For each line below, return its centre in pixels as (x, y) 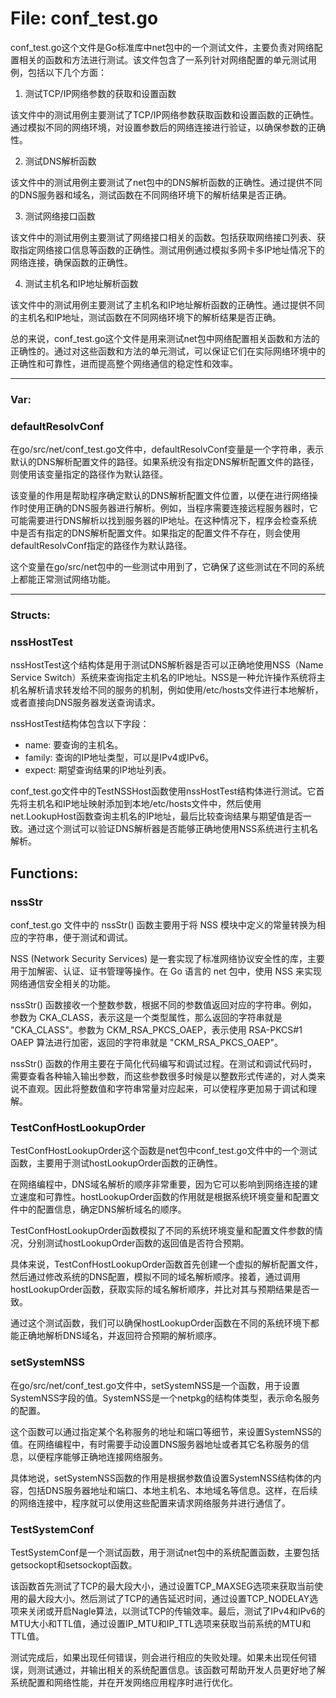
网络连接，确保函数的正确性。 (71, 262)
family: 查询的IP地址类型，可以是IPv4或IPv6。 (119, 758)
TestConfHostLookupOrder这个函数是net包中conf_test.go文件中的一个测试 (164, 1151)
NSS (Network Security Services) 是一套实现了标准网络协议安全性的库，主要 (168, 959)
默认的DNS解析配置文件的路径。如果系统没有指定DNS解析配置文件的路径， (165, 462)
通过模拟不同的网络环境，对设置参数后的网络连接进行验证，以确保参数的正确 (168, 127)
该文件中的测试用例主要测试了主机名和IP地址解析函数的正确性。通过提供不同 (167, 304)
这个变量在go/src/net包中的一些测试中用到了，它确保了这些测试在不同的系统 (167, 567)
